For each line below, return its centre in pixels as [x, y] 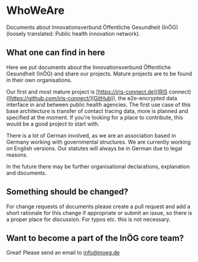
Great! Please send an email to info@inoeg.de [63, 253]
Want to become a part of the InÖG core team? [95, 238]
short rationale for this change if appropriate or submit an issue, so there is [99, 212]
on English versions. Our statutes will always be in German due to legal [94, 148]
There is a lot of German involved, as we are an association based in [91, 135]
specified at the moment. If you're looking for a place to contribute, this [95, 117]
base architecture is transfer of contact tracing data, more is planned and [97, 111]
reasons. [17, 155]
